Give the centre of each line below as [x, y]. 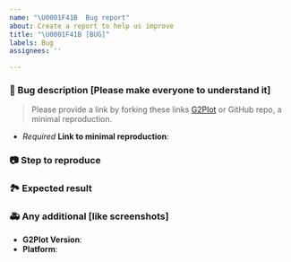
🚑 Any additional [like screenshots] [89, 216]
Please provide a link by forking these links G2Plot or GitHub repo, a [156, 109]
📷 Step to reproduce [55, 161]
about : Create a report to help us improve [92, 26]
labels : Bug [31, 43]
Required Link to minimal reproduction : [95, 136]
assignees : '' [36, 51]
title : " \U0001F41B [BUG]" [60, 34]
